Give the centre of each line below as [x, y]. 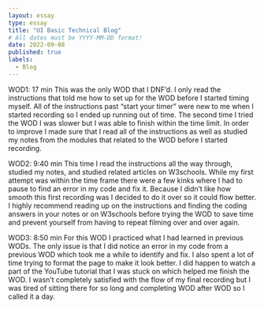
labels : [21, 60]
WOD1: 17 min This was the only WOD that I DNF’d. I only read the [115, 89]
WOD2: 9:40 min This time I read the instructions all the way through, [121, 164]
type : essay [28, 23]
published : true [35, 52]
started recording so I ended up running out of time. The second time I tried [131, 115]
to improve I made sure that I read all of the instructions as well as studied [128, 131]
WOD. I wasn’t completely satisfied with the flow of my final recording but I [129, 279]
